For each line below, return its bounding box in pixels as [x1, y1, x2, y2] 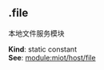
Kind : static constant [8, 44, 78, 54]
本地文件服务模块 [8, 28, 65, 38]
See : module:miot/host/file [8, 52, 96, 62]
